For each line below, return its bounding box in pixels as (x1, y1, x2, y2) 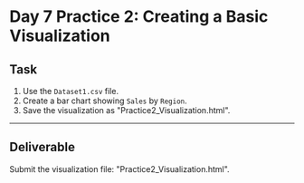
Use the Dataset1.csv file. (22, 86, 119, 96)
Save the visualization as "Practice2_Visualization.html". (22, 105, 231, 115)
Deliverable (9, 140, 75, 155)
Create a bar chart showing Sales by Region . (22, 95, 187, 106)
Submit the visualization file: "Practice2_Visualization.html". (9, 163, 230, 174)
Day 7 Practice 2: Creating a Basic (9, 6, 269, 27)
